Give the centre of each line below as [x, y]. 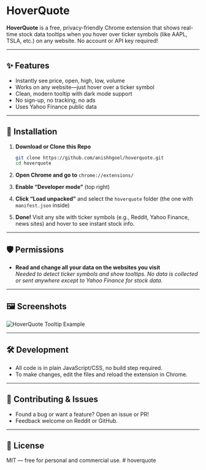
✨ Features [28, 66]
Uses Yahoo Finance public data [56, 106]
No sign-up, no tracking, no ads [55, 100]
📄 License [25, 445]
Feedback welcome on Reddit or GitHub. [67, 420]
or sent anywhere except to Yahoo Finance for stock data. [89, 280]
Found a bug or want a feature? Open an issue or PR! [82, 414]
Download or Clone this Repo [53, 146]
